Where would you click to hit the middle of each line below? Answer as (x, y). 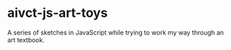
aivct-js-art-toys (58, 13)
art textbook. (26, 39)
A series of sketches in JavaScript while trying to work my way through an (116, 32)
